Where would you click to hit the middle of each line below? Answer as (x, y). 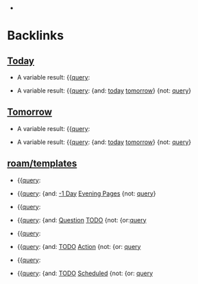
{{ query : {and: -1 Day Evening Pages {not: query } (86, 193)
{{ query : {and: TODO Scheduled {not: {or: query (85, 273)
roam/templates (42, 164)
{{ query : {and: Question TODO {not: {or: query (82, 220)
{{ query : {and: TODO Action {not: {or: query (79, 246)
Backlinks (36, 36)
